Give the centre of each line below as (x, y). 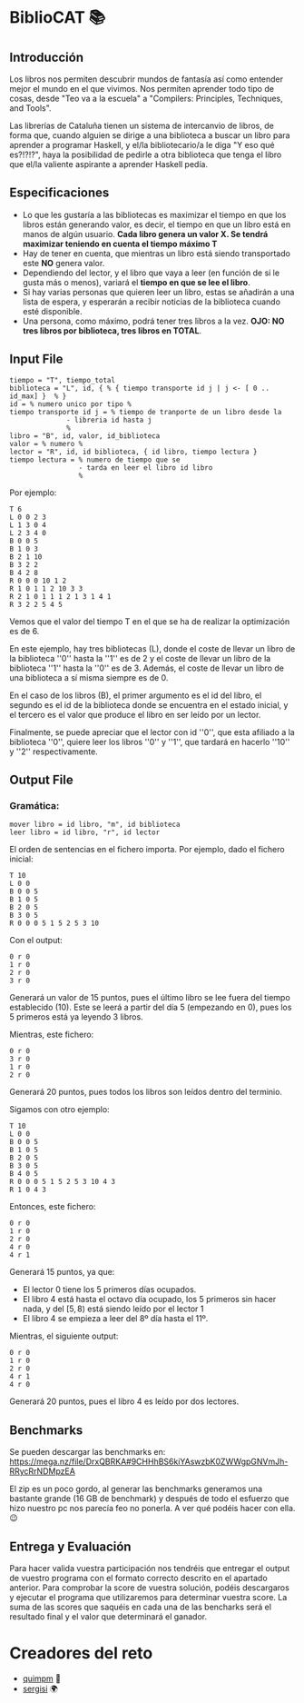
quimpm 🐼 (42, 1678)
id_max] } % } (38, 396)
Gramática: (34, 805)
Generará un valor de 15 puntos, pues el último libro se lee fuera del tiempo (150, 998)
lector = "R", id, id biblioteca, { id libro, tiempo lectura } (133, 452)
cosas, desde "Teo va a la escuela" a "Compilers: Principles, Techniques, (146, 98)
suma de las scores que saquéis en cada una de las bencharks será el (141, 1607)
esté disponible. (53, 311)
